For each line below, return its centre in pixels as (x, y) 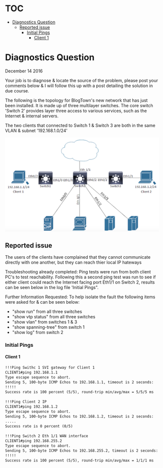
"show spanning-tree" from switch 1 (48, 327)
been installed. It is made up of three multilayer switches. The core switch (79, 105)
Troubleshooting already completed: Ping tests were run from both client (78, 272)
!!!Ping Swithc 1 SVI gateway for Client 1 (50, 368)
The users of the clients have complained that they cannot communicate (78, 257)
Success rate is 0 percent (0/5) (39, 426)
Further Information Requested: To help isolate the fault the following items (80, 297)
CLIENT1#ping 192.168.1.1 (31, 373)
